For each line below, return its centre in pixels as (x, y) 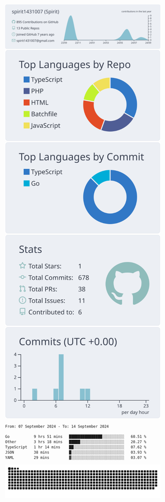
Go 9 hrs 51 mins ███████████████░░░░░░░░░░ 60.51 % (76, 437)
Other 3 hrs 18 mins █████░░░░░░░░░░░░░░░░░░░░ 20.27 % (76, 442)
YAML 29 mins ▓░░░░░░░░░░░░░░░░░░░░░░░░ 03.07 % (76, 458)
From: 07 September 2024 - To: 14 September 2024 (57, 426)
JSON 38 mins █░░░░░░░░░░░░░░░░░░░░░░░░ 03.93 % (76, 452)
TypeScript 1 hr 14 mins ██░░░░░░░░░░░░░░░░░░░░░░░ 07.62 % (76, 447)
